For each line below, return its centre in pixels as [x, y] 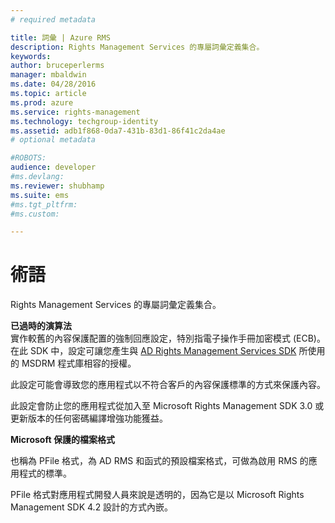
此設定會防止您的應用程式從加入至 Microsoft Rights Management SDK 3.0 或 [167, 406]
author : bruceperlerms [57, 66]
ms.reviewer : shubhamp [57, 186]
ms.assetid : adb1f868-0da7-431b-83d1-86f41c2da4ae [118, 131]
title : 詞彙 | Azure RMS [60, 37]
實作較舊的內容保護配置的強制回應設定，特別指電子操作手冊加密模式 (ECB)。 [168, 338]
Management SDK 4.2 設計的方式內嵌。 [92, 507]
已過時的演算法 [41, 326]
